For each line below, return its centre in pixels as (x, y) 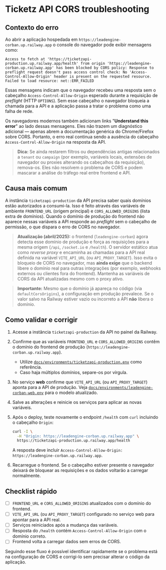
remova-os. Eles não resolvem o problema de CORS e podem (80, 167)
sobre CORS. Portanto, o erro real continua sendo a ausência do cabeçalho (82, 137)
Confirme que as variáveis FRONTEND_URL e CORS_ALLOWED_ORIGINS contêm (86, 341)
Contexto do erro (32, 28)
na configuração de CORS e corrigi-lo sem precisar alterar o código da (77, 557)
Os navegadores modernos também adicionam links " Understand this (77, 121)
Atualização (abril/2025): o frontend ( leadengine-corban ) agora (83, 236)
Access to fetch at (25, 59)
